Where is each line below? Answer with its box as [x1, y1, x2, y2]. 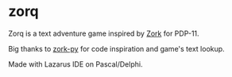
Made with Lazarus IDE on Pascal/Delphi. [8, 59, 143, 69]
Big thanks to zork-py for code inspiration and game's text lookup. [8, 44, 225, 53]
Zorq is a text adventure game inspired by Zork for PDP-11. [8, 29, 200, 38]
